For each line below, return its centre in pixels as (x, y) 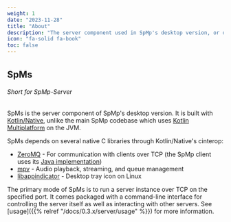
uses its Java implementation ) (59, 161)
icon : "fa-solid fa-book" (44, 39)
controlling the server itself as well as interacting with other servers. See (110, 203)
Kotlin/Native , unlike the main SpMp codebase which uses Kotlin (98, 120)
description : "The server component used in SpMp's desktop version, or (113, 33)
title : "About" (29, 26)
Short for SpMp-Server (40, 92)
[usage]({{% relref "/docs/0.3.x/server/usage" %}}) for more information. (111, 211)
